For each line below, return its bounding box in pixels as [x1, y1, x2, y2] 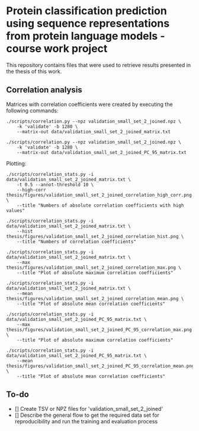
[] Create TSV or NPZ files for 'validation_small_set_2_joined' [14, 405, 163, 412]
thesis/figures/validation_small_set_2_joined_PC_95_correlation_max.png [6, 327, 192, 333]
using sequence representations [6, 17, 170, 30]
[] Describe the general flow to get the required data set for [14, 411, 160, 419]
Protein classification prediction [6, 4, 167, 18]
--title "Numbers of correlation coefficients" [17, 239, 136, 245]
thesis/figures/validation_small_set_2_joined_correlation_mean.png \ [6, 295, 184, 301]
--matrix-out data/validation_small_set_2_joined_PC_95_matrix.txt [17, 149, 187, 155]
